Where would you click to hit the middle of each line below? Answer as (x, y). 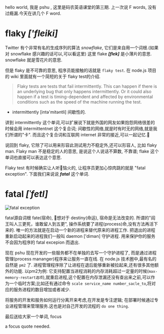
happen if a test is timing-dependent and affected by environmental (85, 97)
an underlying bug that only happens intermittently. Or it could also (84, 91)
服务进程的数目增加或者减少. (42, 289)
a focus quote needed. (28, 326)
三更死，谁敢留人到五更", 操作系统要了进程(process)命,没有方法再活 (86, 224)
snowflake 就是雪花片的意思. (34, 60)
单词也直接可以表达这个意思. (34, 157)
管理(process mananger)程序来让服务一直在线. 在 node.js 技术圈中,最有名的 (81, 258)
